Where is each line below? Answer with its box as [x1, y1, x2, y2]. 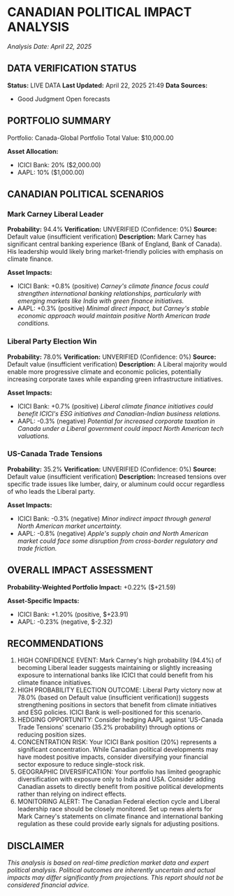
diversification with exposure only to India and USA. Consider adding [17, 775, 216, 783]
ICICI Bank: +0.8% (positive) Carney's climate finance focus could [17, 282, 209, 290]
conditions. [17, 319, 50, 327]
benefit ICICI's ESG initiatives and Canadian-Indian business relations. [17, 409, 221, 418]
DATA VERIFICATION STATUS [7, 62, 137, 74]
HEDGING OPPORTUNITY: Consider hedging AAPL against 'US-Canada [17, 716, 224, 724]
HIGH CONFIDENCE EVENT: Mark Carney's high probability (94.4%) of [17, 656, 222, 664]
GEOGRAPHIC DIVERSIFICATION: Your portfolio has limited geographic [17, 767, 221, 776]
